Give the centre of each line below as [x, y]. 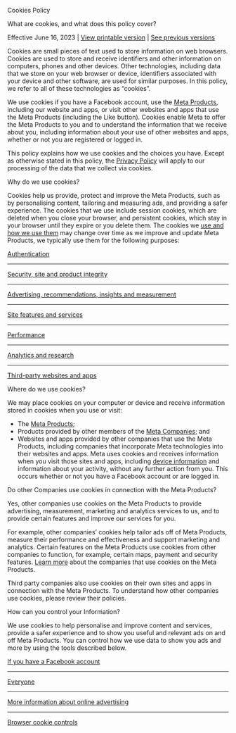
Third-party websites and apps [52, 375]
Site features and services [45, 315]
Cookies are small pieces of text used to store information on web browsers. [118, 51]
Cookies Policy [29, 10]
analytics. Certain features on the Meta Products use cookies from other [112, 547]
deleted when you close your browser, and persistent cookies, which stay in [117, 218]
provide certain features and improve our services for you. [92, 518]
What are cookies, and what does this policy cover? [82, 24]
